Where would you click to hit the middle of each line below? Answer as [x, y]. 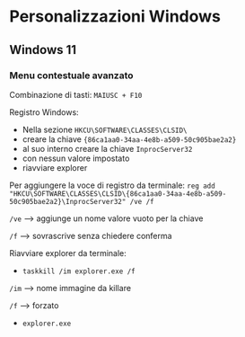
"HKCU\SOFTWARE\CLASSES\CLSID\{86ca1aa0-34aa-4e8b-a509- [118, 194]
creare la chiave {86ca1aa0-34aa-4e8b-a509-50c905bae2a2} [129, 139]
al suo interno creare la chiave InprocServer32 [107, 148]
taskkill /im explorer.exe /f [79, 271]
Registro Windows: [44, 112]
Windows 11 [43, 50]
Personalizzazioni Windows [115, 17]
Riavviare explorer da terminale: [68, 253]
